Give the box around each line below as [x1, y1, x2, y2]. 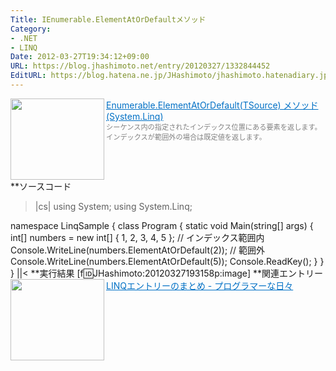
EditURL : [10, 71, 47, 81]
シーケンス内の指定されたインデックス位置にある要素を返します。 [106, 122, 322, 132]
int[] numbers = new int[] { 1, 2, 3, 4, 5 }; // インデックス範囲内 [10, 231, 265, 243]
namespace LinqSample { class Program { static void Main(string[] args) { [10, 219, 314, 231]
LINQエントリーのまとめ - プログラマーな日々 [106, 279, 294, 291]
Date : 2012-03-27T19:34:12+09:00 [10, 52, 150, 62]
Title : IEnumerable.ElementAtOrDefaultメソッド [10, 14, 207, 25]
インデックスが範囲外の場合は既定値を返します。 [106, 132, 267, 142]
